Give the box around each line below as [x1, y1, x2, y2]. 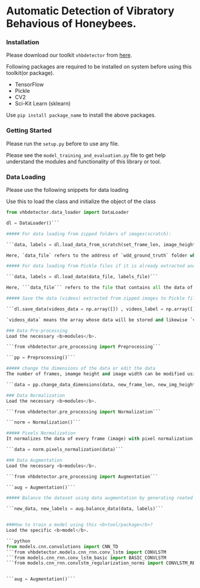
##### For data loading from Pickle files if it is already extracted [6, 263, 185, 269]
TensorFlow [14, 81, 44, 88]
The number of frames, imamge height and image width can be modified [6, 371, 185, 377]
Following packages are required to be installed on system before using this [6, 63, 192, 70]
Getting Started [6, 126, 52, 135]
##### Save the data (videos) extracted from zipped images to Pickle [6, 295, 185, 301]
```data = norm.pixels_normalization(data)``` [6, 447, 124, 453]
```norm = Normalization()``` [6, 419, 82, 425]
